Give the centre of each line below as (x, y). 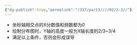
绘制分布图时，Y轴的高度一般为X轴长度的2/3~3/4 (64, 31)
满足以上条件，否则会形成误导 (43, 37)
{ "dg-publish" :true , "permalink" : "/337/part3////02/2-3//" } (68, 10)
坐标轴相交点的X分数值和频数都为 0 (48, 24)
